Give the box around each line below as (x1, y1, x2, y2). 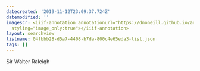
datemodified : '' (6, 14, 49, 20)
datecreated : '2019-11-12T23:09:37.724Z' (6, 8, 111, 15)
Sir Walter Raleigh (6, 57, 50, 65)
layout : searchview (6, 31, 55, 37)
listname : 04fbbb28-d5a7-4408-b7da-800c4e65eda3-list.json (6, 36, 156, 42)
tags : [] (6, 42, 28, 48)
